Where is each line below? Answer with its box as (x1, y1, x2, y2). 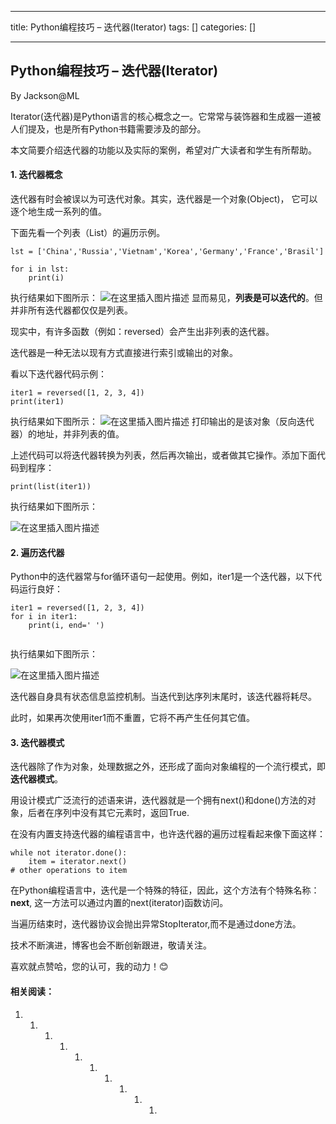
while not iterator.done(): (10, 848, 128, 858)
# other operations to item (10, 866, 128, 876)
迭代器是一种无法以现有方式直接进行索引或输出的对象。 (10, 347, 238, 359)
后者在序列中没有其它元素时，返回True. (27, 807, 190, 819)
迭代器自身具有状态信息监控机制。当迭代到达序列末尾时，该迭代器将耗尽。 (10, 691, 317, 703)
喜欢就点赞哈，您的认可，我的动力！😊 (10, 961, 169, 973)
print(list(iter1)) (10, 482, 92, 492)
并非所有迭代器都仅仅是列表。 (10, 304, 133, 316)
